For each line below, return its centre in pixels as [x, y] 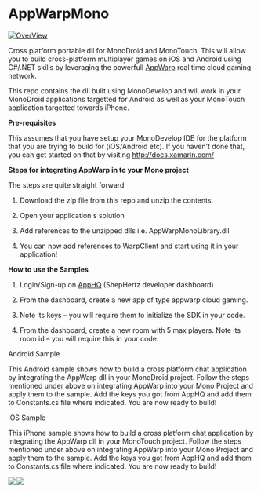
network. [23, 75]
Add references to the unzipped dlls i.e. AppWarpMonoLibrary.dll [124, 230]
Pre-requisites [32, 122]
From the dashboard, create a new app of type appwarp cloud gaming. [134, 300]
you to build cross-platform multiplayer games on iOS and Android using [125, 59]
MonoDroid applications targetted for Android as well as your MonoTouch [127, 99]
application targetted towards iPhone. [69, 108]
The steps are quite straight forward [66, 184]
